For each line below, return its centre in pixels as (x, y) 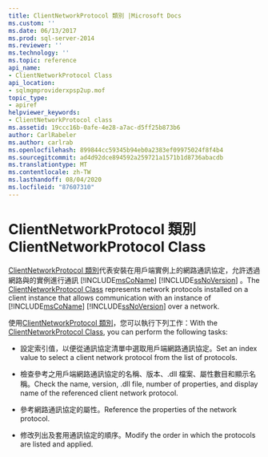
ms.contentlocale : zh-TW (50, 172)
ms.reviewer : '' (35, 46)
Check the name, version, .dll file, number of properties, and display (146, 384)
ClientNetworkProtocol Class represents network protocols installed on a (128, 289)
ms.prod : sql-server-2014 (51, 38)
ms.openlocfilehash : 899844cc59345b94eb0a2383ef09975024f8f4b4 (116, 150)
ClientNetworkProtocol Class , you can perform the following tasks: (118, 332)
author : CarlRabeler (43, 135)
